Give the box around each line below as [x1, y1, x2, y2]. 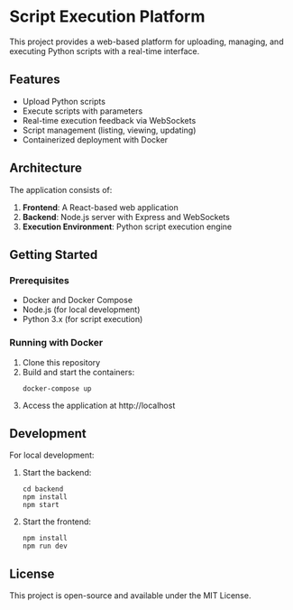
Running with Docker [9, 337, 104, 349]
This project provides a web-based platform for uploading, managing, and [9, 36, 284, 47]
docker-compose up [22, 384, 92, 393]
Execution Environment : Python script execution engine [22, 221, 233, 232]
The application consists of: [9, 184, 113, 195]
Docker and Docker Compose [22, 295, 133, 306]
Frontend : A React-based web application [22, 201, 179, 213]
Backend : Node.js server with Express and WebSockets [22, 211, 230, 222]
